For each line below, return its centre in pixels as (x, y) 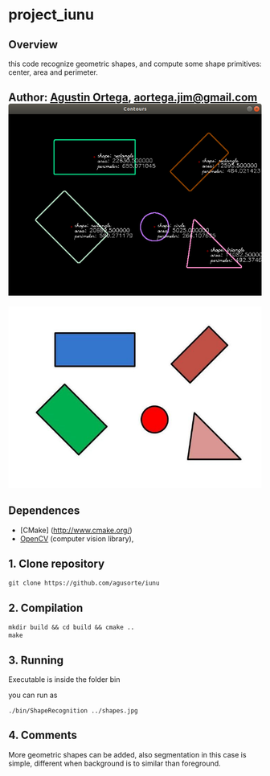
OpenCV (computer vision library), (77, 538)
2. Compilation (46, 608)
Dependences (44, 511)
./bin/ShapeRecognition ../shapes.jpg (73, 711)
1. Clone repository (57, 564)
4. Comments (43, 735)
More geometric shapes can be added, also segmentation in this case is (127, 754)
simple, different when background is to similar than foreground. (115, 763)
